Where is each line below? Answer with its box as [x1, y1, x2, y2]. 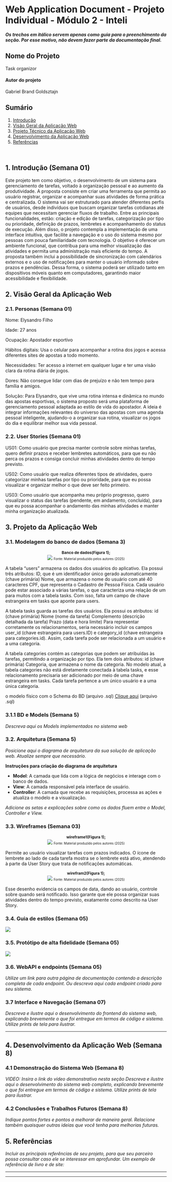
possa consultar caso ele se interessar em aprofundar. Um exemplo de [5, 1156, 156, 1162]
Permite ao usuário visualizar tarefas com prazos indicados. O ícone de [5, 850, 156, 856]
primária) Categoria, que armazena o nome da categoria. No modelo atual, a [5, 661, 166, 667]
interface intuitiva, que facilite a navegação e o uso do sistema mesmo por [5, 232, 162, 238]
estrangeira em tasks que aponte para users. [5, 598, 100, 604]
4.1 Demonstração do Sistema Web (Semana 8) [5, 1064, 124, 1071]
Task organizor [5, 65, 37, 71]
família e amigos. [5, 383, 41, 389]
